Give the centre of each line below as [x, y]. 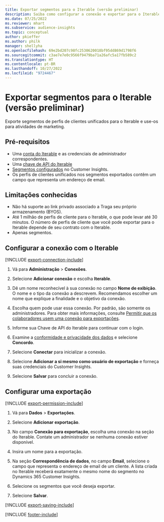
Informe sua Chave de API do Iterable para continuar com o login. [78, 328]
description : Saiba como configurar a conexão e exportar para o [73, 14]
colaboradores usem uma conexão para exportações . [66, 319]
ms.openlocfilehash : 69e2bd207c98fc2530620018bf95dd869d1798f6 [71, 50]
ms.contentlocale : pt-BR [30, 64]
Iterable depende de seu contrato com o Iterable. [61, 227]
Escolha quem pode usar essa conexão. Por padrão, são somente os [81, 308]
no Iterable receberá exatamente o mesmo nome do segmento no [78, 472]
